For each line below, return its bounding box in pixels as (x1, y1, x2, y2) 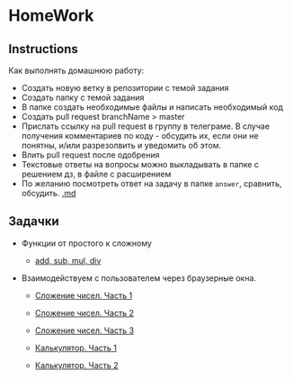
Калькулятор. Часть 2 (34, 359, 119, 370)
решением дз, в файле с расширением (21, 168, 172, 179)
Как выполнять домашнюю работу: (8, 65, 145, 76)
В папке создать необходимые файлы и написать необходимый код (21, 102, 284, 113)
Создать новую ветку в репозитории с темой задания (21, 83, 230, 93)
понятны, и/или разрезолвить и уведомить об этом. (21, 140, 222, 150)
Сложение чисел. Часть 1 (34, 290, 133, 301)
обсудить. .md (21, 188, 76, 198)
